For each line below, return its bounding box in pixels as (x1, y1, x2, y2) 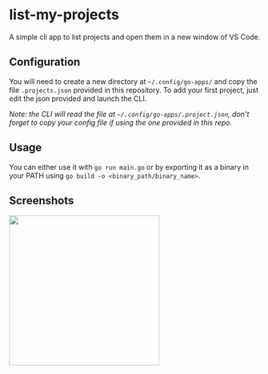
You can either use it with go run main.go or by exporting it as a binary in (9, 162, 249, 171)
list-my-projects (9, 6, 119, 24)
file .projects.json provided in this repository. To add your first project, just (9, 85, 259, 95)
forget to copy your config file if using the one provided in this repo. (9, 118, 233, 127)
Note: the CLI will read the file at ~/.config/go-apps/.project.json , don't (9, 109, 250, 119)
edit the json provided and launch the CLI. (9, 94, 147, 103)
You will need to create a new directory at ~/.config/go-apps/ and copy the (9, 76, 258, 86)
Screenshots (9, 194, 74, 207)
